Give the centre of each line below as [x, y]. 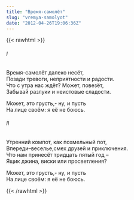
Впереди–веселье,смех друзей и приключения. [67, 148]
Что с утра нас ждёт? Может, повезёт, [55, 85]
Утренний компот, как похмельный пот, [57, 142]
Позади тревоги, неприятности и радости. [60, 79]
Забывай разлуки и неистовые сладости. [59, 91]
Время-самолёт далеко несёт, [45, 72]
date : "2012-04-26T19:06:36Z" [44, 23]
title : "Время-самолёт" [36, 12]
